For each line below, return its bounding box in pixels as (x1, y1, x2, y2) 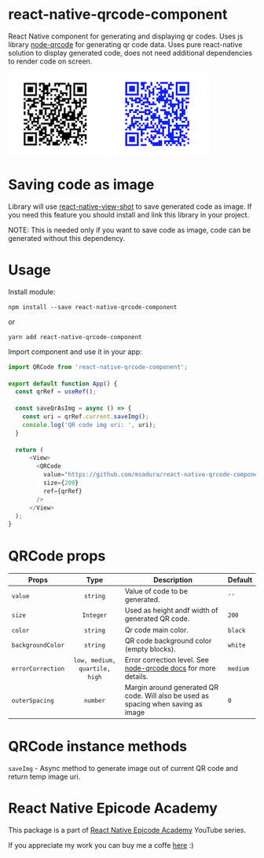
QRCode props (8, 547, 106, 564)
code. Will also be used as (124, 691, 210, 700)
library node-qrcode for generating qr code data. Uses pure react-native (8, 39, 243, 49)
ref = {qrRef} (42, 487, 82, 495)
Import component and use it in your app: (8, 347, 143, 356)
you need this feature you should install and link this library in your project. (8, 210, 250, 219)
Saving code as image (8, 176, 155, 194)
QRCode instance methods (8, 737, 188, 755)
